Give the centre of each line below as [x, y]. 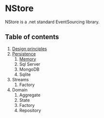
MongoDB [29, 69]
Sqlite [25, 74]
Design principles [30, 48]
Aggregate [30, 95]
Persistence [24, 54]
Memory [28, 59]
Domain [20, 89]
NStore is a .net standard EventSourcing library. [52, 22]
